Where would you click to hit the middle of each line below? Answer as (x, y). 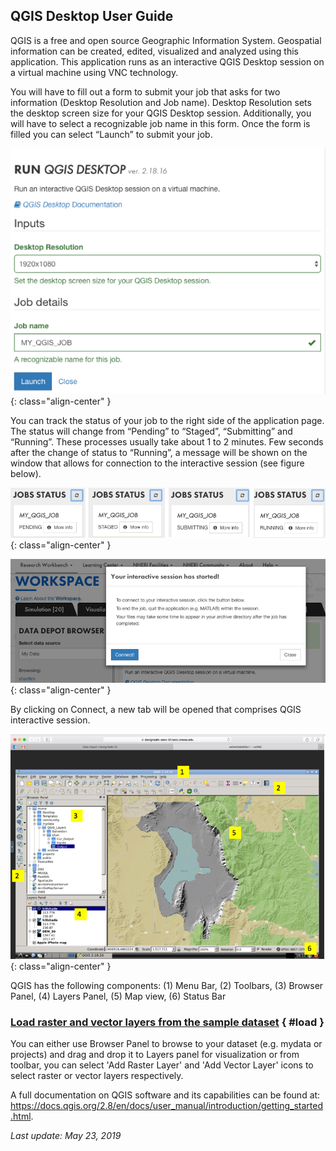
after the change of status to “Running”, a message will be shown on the (159, 452)
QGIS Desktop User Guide (92, 16)
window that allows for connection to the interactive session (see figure (157, 463)
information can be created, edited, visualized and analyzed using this (154, 51)
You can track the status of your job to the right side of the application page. (167, 420)
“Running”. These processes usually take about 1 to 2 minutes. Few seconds (167, 441)
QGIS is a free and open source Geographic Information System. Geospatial (166, 40)
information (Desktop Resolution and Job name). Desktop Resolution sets (161, 102)
